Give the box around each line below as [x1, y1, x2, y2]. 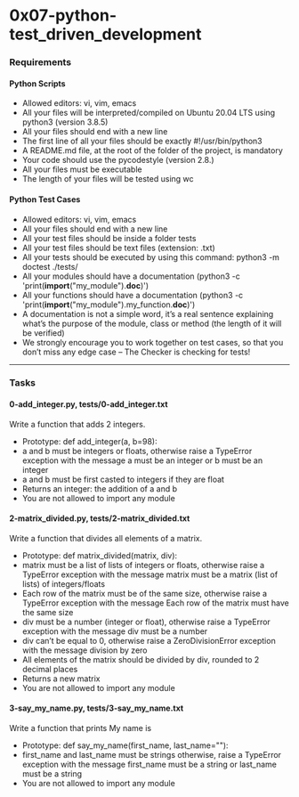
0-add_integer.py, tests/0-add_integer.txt [9, 399, 168, 410]
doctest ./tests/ [21, 261, 78, 272]
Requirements [9, 56, 72, 69]
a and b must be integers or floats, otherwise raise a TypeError [21, 445, 253, 456]
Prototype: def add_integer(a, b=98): [21, 435, 158, 446]
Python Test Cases [9, 193, 81, 205]
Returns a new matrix [21, 673, 101, 684]
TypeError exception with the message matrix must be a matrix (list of [21, 569, 279, 580]
